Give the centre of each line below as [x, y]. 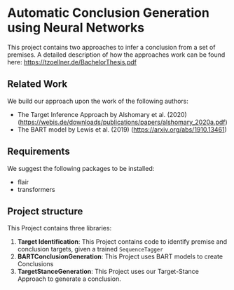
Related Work [37, 84]
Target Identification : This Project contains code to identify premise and [122, 242]
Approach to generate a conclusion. [69, 279]
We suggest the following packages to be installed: [81, 168]
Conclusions [35, 264]
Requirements [39, 152]
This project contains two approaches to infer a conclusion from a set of [111, 47]
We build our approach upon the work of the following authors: [98, 101]
